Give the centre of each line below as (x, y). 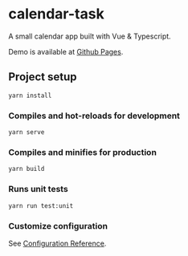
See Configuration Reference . (57, 243)
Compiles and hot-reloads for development (94, 116)
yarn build (27, 169)
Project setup (43, 77)
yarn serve (27, 132)
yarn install (30, 95)
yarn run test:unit (41, 205)
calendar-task (56, 14)
